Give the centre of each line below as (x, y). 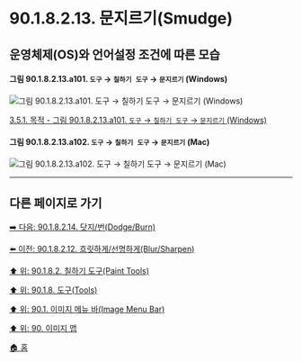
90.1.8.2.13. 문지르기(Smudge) (121, 18)
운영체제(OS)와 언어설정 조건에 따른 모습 (115, 54)
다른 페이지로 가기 (56, 204)
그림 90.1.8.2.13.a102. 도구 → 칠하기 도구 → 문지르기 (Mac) (110, 142)
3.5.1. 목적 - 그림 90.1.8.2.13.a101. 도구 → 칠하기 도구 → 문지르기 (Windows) (138, 120)
